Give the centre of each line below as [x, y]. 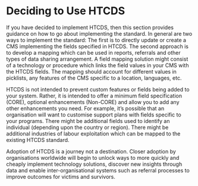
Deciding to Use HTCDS [66, 11]
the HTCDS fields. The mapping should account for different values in [92, 71]
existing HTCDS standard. [38, 140]
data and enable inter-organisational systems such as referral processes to [98, 170]
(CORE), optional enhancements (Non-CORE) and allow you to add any [93, 102]
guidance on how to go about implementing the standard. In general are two [99, 33]
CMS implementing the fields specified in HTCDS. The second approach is [98, 46]
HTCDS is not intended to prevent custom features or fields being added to [98, 89]
